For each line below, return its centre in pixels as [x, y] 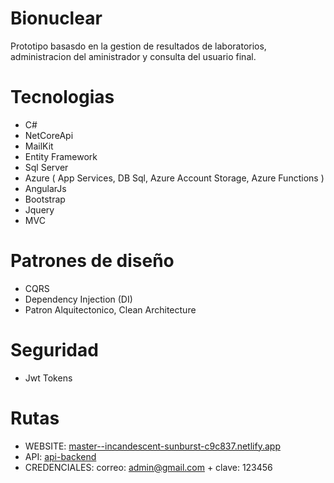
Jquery [39, 209]
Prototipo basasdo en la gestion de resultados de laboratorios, [138, 46]
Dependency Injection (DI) [78, 299]
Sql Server [46, 167]
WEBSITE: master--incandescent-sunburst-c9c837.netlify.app [152, 446]
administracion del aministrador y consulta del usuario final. [133, 56]
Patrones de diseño [92, 261]
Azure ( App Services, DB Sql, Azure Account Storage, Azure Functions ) [174, 178]
